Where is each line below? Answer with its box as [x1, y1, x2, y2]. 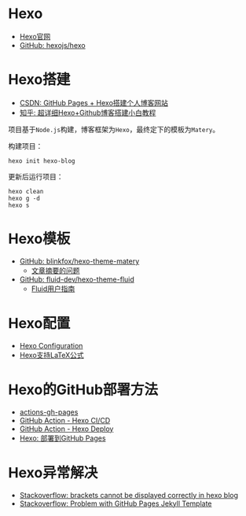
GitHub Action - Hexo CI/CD [19, 415, 111, 425]
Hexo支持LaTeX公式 [19, 350, 84, 359]
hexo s [8, 201, 30, 209]
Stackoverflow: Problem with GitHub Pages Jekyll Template [19, 499, 212, 508]
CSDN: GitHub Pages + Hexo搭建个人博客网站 [19, 98, 169, 107]
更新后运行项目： [8, 171, 64, 181]
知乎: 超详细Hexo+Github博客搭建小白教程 [19, 108, 156, 117]
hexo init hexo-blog [8, 157, 76, 165]
